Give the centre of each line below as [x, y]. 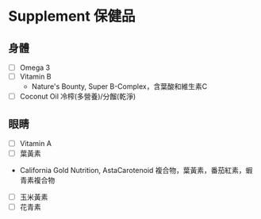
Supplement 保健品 [72, 16]
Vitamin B [35, 77]
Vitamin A [35, 143]
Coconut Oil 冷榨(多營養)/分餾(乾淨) [78, 97]
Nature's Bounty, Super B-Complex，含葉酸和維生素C [119, 86]
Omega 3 [35, 67]
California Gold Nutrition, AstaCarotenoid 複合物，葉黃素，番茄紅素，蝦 [136, 171]
